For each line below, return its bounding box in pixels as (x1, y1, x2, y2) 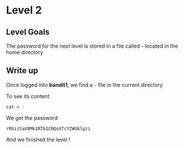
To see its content (6, 92, 50, 100)
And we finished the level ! (6, 136, 71, 143)
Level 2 (6, 4, 42, 17)
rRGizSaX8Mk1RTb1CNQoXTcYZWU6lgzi (6, 126, 91, 132)
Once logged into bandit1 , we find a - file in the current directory (6, 81, 163, 88)
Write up (6, 66, 38, 76)
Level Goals (6, 27, 50, 37)
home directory (6, 49, 44, 56)
